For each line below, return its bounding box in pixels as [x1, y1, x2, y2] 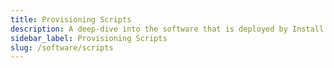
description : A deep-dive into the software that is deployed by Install [10, 24, 325, 34]
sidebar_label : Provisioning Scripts [10, 33, 168, 43]
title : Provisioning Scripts [10, 14, 132, 25]
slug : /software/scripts [10, 42, 114, 53]
